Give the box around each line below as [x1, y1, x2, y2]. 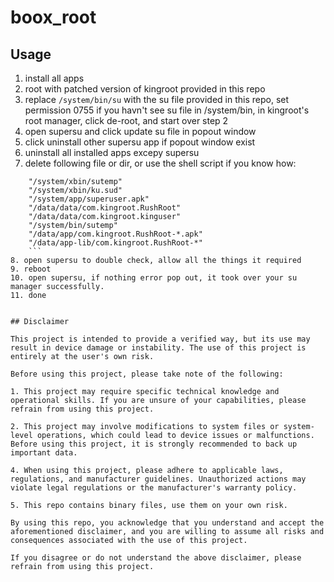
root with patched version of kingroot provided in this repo [24, 83, 266, 95]
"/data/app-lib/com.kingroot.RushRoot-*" [28, 238, 203, 248]
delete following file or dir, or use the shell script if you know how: [24, 157, 297, 169]
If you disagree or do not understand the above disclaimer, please [10, 553, 302, 563]
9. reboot [10, 264, 52, 274]
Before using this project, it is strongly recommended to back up [10, 439, 298, 449]
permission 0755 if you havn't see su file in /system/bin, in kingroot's [24, 104, 310, 116]
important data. [10, 448, 78, 458]
